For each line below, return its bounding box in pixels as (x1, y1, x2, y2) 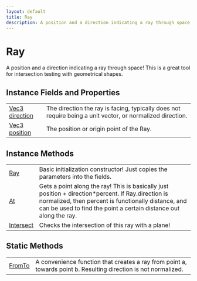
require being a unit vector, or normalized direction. (46, 112, 188, 120)
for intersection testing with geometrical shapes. (6, 71, 123, 78)
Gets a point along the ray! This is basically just (39, 182, 169, 190)
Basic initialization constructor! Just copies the (39, 165, 168, 173)
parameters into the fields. (39, 172, 111, 180)
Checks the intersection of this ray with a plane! (39, 221, 171, 229)
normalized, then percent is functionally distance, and (39, 196, 187, 205)
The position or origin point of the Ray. (46, 125, 152, 133)
